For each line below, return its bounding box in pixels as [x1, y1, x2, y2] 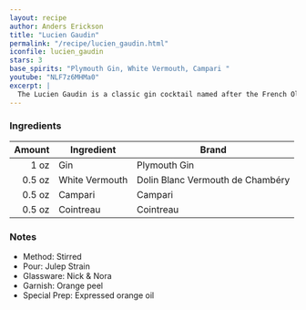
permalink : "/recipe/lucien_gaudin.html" [9, 38, 169, 48]
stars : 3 [9, 56, 43, 65]
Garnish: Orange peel [22, 280, 103, 292]
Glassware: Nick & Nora [22, 271, 112, 282]
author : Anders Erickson [9, 22, 104, 31]
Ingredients [9, 119, 62, 132]
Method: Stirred [22, 252, 82, 263]
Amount [14, 143, 50, 156]
